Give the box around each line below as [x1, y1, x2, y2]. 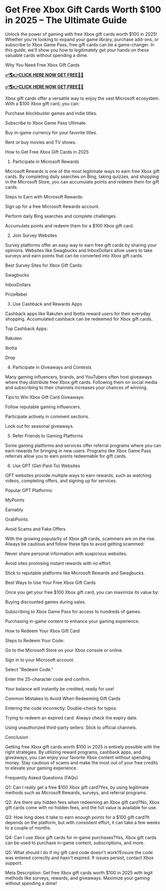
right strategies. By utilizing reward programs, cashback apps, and [5, 749, 142, 755]
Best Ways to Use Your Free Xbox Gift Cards [5, 579, 96, 585]
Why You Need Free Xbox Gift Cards [5, 62, 80, 68]
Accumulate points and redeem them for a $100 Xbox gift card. [5, 222, 134, 228]
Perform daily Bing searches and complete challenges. [5, 213, 117, 219]
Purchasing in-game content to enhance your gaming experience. [5, 618, 140, 624]
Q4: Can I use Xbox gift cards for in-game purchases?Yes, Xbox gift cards [5, 834, 157, 840]
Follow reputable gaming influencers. [5, 403, 81, 410]
